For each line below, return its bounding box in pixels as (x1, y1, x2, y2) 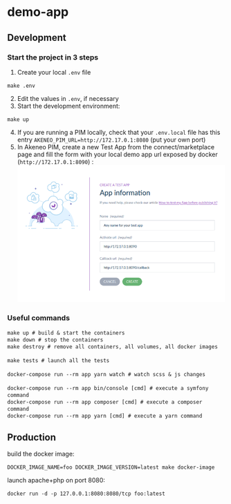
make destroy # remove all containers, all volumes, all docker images (7, 344, 218, 351)
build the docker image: (7, 450, 75, 458)
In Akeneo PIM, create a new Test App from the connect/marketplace (17, 142, 215, 151)
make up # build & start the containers (7, 330, 126, 337)
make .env (7, 82, 36, 89)
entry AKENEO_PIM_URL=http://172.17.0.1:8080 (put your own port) (17, 136, 206, 144)
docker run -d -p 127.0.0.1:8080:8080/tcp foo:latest (7, 490, 166, 497)
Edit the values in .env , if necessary (17, 94, 119, 102)
